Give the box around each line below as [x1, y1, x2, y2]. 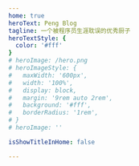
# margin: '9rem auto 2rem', [8, 94, 113, 102]
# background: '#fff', [8, 101, 92, 109]
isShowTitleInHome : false [8, 138, 95, 146]
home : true [8, 11, 45, 20]
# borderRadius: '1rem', [8, 109, 99, 117]
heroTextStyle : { [8, 34, 67, 43]
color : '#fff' [15, 42, 63, 50]
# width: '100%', [8, 79, 74, 87]
